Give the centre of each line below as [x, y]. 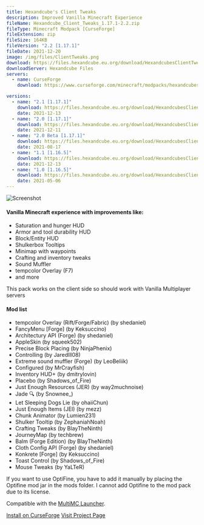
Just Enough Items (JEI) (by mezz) [58, 409]
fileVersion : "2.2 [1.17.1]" [43, 46]
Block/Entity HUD [37, 239]
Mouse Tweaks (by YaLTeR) [50, 467]
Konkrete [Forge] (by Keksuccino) [57, 454]
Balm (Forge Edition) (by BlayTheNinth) [64, 441]
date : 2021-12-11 [39, 130]
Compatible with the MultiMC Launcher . [56, 504]
